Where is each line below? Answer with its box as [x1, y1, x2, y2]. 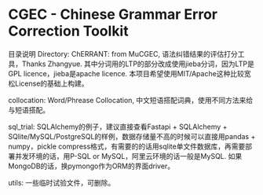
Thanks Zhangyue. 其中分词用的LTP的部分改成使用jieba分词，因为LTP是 [21, 59, 255, 68]
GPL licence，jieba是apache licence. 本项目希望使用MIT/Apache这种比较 [8, 68, 245, 78]
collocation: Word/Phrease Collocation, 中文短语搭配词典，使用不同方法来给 [8, 95, 254, 105]
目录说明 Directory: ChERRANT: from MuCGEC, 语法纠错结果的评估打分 [8, 49, 238, 58]
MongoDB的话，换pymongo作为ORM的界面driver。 [8, 161, 175, 171]
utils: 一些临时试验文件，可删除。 [8, 178, 115, 187]
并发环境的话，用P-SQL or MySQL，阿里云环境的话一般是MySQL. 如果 [14, 151, 243, 160]
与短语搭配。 [8, 105, 49, 115]
